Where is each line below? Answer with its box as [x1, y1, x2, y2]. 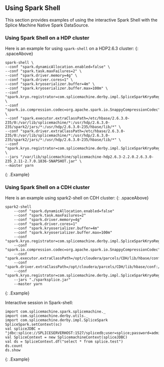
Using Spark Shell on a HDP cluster [5, 34, 89, 41]
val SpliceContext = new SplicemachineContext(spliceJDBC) [5, 335, 128, 340]
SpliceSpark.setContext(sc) [5, 322, 62, 327]
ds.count [5, 343, 23, 348]
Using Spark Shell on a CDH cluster [5, 184, 90, 191]
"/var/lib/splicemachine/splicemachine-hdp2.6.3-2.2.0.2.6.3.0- [20, 154, 154, 160]
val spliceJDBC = [5, 326, 41, 331]
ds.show [5, 348, 21, 353]
